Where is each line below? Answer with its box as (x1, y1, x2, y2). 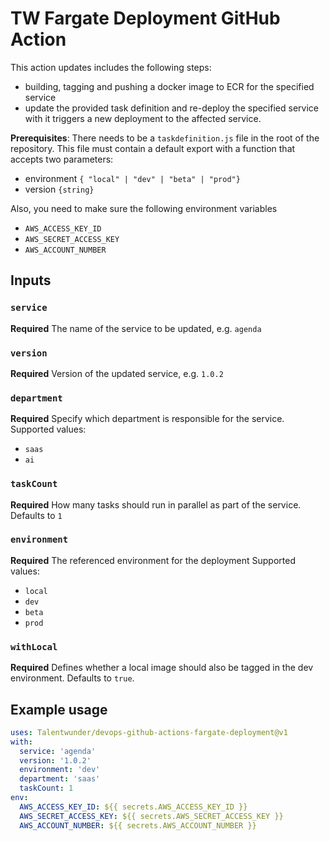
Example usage (10, 701, 108, 718)
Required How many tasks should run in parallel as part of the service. (10, 498, 302, 511)
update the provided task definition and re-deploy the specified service (24, 102, 319, 114)
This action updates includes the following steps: (10, 61, 212, 73)
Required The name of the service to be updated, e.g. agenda (10, 322, 262, 334)
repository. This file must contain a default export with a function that (10, 142, 296, 154)
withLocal (10, 641, 58, 652)
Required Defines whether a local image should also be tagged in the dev (10, 662, 314, 674)
